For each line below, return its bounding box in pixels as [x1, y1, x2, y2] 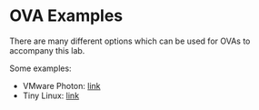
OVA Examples [9, 5, 124, 26]
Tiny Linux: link [22, 90, 80, 101]
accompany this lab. [9, 45, 85, 55]
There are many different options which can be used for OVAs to [9, 35, 251, 46]
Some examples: [9, 63, 72, 74]
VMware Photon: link [22, 80, 102, 91]
